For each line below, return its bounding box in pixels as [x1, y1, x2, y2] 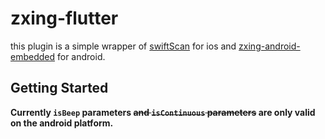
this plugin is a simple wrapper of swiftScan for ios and [10, 40, 237, 52]
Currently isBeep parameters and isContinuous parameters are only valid [10, 106, 316, 118]
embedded [10, 50, 56, 62]
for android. [56, 50, 106, 62]
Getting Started [10, 80, 109, 97]
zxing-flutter [10, 7, 119, 30]
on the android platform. [10, 117, 114, 129]
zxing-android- [238, 40, 301, 52]
